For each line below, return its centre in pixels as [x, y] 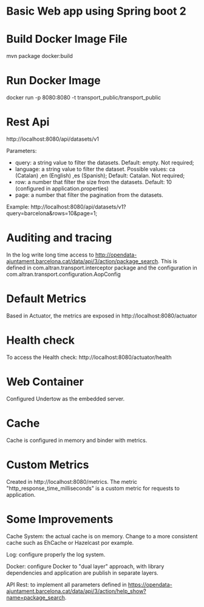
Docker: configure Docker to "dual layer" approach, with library [85, 566]
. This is [167, 261]
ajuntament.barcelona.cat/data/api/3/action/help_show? [76, 591]
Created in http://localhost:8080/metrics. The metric [72, 481]
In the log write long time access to [50, 255]
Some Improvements [60, 519]
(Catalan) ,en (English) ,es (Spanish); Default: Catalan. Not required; [100, 176]
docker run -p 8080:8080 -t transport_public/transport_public [84, 98]
